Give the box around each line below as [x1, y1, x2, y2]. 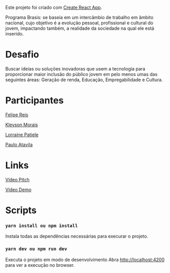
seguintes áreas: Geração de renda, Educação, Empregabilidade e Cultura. [5, 77, 163, 83]
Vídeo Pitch [5, 176, 30, 183]
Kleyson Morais [5, 121, 38, 128]
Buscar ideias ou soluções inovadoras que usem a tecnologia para [5, 65, 145, 71]
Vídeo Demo [5, 186, 32, 192]
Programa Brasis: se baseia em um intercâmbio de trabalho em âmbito [5, 14, 154, 20]
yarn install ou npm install [5, 223, 78, 228]
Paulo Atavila [5, 141, 33, 148]
